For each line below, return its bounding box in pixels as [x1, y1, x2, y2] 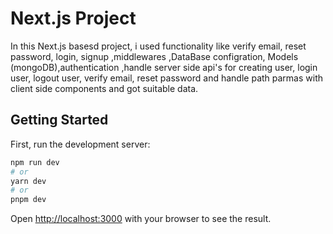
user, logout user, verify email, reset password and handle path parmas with [10, 72, 324, 84]
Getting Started [10, 112, 109, 129]
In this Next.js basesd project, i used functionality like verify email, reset [10, 40, 307, 52]
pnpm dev [10, 195, 47, 205]
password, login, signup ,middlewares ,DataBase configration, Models [10, 50, 299, 62]
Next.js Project [10, 7, 137, 30]
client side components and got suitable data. [10, 82, 199, 94]
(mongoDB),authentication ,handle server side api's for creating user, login [10, 61, 318, 73]
